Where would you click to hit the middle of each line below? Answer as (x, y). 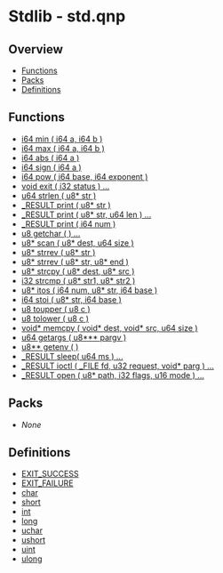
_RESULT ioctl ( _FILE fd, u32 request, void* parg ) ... (117, 366)
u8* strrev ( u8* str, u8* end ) (75, 262)
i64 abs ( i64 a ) (50, 157)
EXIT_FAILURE (47, 483)
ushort (33, 540)
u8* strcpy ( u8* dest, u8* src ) (78, 271)
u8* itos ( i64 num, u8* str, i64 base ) (89, 290)
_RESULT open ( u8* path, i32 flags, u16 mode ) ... (113, 375)
